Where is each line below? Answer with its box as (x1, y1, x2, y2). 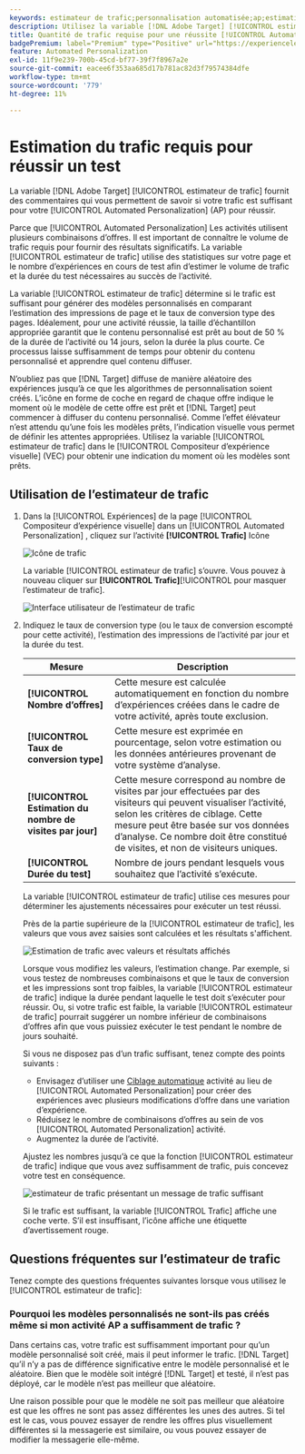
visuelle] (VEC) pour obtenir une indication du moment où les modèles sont (9, 450, 290, 461)
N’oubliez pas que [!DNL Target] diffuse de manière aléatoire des (9, 373, 252, 384)
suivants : (22, 1058, 59, 1069)
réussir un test (9, 155, 121, 176)
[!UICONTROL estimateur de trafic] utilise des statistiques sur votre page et (9, 252, 291, 262)
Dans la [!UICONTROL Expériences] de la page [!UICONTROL (22, 510, 252, 522)
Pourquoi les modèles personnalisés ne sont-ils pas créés (9, 1307, 270, 1320)
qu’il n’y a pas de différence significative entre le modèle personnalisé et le (9, 1359, 290, 1370)
